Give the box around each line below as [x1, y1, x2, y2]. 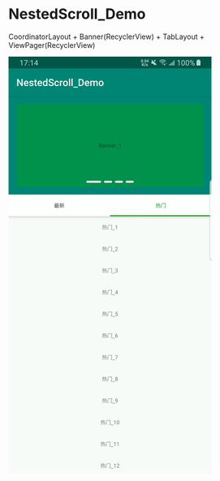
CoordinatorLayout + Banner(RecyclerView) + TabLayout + [8, 32, 205, 41]
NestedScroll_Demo [8, 5, 146, 24]
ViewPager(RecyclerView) [8, 40, 96, 49]
